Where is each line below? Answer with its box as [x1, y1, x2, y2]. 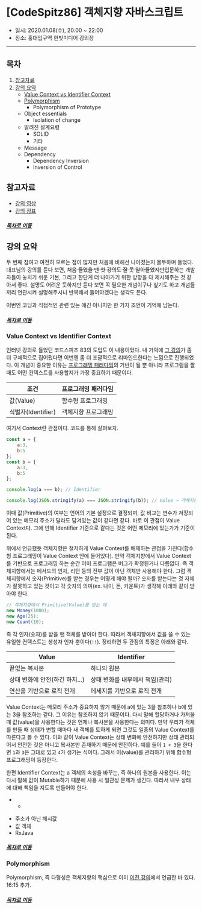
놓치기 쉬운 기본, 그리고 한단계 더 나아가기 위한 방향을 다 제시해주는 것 [22, 273, 186, 280]
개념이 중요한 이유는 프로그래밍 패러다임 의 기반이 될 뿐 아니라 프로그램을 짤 [20, 361, 195, 369]
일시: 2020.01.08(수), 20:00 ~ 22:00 [14, 27, 103, 34]
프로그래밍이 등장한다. [6, 756, 58, 763]
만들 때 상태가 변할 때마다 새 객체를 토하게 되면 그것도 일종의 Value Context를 [12, 726, 195, 733]
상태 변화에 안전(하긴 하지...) [9, 675, 85, 683]
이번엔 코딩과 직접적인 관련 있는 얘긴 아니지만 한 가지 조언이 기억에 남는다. [6, 301, 179, 308]
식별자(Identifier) [9, 408, 56, 416]
